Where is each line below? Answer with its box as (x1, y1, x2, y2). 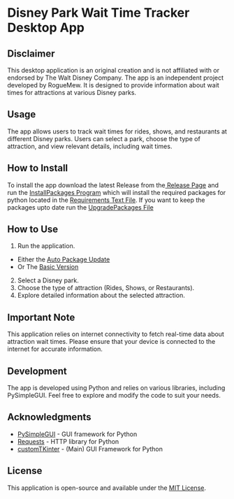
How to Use (7, 224, 59, 236)
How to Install (7, 162, 68, 174)
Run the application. (17, 242, 75, 250)
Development (7, 365, 68, 377)
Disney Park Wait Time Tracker (7, 5, 190, 21)
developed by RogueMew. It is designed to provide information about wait (7, 81, 220, 89)
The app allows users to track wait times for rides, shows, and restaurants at (7, 127, 227, 136)
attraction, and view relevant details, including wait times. (7, 142, 173, 150)
